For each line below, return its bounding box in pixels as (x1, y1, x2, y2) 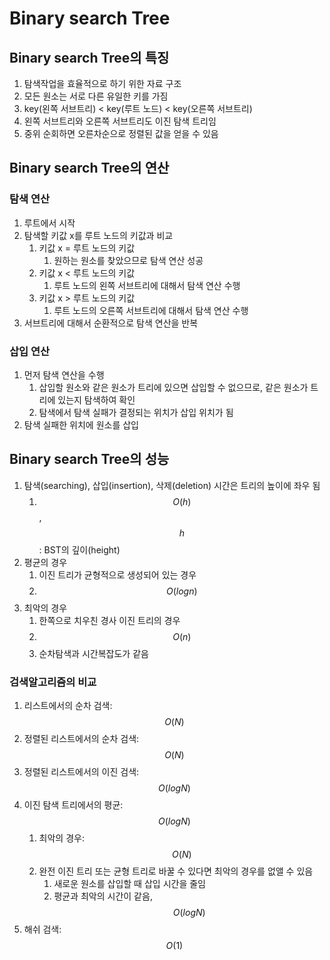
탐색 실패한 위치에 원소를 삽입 (23, 418, 139, 431)
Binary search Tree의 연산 (9, 160, 170, 177)
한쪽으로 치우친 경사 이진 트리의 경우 (38, 614, 181, 626)
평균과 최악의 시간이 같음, (53, 890, 153, 902)
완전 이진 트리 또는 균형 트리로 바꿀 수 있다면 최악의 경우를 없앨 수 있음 (38, 865, 314, 877)
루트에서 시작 (23, 217, 76, 229)
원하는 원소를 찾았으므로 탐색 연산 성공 (53, 254, 204, 266)
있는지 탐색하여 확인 (57, 393, 136, 406)
